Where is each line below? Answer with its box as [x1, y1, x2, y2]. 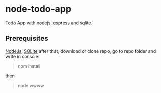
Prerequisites [5, 34, 48, 43]
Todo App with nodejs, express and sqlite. [5, 20, 92, 26]
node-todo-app [5, 3, 72, 15]
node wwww [17, 82, 44, 88]
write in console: [5, 53, 40, 59]
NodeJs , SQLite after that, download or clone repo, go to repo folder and [5, 48, 156, 54]
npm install [17, 63, 41, 69]
